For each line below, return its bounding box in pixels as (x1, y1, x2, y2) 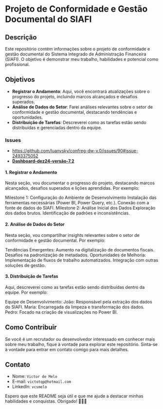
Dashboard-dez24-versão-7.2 (12, 158, 74, 164)
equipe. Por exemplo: (5, 289, 48, 295)
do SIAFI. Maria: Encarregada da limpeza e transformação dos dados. (5, 304, 145, 310)
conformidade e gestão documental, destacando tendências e (12, 109, 137, 115)
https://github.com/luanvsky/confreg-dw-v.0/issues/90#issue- (12, 148, 139, 154)
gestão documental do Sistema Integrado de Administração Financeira (5, 51, 146, 57)
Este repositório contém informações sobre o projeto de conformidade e (5, 46, 150, 52)
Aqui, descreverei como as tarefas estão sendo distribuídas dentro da (5, 284, 145, 290)
